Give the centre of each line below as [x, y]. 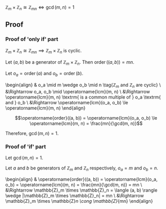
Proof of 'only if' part [32, 39]
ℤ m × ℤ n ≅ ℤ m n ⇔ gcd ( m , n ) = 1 [40, 8]
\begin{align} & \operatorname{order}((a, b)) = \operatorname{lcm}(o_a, [81, 179]
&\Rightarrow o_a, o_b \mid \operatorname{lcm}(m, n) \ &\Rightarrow [78, 91]
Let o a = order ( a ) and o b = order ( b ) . [44, 74]
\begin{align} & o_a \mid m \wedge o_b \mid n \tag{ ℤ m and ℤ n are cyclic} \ [83, 85]
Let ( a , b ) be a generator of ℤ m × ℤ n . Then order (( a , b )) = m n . [70, 63]
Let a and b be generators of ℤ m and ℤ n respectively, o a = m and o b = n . [82, 168]
